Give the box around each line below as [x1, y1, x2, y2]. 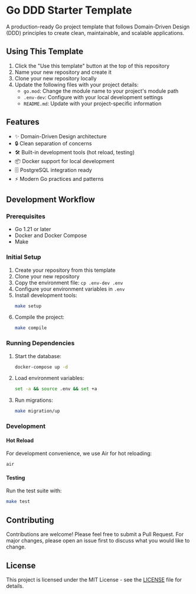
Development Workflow [6, 194, 96, 205]
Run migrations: [14, 397, 53, 404]
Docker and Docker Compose [14, 232, 87, 239]
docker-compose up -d [14, 364, 68, 370]
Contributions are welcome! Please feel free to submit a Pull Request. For [6, 531, 184, 538]
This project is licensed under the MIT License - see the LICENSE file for [6, 576, 182, 583]
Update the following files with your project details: [14, 81, 139, 88]
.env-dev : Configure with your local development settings [23, 93, 164, 100]
